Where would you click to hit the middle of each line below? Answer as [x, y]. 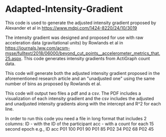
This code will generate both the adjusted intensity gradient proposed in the [83, 73]
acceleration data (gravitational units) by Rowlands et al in [64, 42]
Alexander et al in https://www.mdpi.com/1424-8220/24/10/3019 [71, 28]
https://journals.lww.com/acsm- [38, 48]
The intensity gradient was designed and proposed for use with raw [74, 37]
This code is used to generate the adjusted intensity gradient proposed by [81, 23]
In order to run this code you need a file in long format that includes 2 [76, 118]
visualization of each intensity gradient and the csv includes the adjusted [80, 98]
